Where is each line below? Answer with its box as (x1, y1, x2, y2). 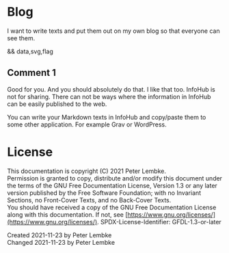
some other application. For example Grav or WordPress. (7, 120, 167, 129)
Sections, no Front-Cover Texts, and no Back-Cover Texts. (7, 196, 172, 204)
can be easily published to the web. (7, 100, 107, 108)
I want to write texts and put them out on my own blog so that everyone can (7, 27, 220, 35)
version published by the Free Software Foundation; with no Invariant (7, 189, 202, 197)
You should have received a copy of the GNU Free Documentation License (7, 203, 217, 211)
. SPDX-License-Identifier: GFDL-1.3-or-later (96, 217, 222, 226)
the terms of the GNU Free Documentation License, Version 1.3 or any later (7, 181, 217, 189)
